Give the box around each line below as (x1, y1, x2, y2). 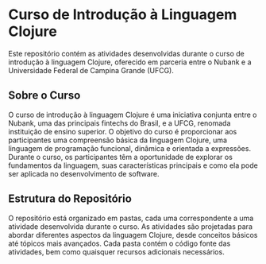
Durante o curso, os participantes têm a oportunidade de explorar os (8, 152, 233, 161)
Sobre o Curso (8, 89, 81, 103)
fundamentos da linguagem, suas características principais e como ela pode (8, 161, 258, 170)
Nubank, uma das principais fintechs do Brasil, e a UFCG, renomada (8, 118, 231, 128)
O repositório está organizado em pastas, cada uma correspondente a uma (8, 213, 254, 223)
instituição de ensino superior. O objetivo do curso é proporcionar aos (8, 126, 237, 136)
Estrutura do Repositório (8, 192, 133, 206)
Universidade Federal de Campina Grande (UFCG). (8, 65, 175, 75)
